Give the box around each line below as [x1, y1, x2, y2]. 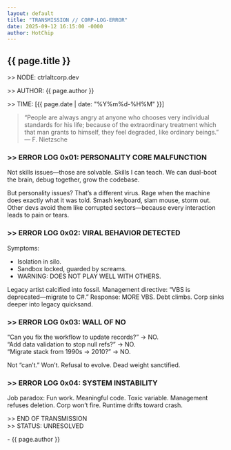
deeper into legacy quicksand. [7, 300, 93, 308]
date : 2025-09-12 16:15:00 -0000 [7, 23, 103, 30]
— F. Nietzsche [23, 135, 68, 144]
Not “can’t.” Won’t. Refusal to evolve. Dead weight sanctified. [7, 360, 181, 369]
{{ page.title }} [7, 55, 71, 66]
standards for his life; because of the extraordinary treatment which [23, 121, 217, 129]
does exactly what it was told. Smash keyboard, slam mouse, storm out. [7, 196, 212, 204]
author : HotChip [7, 29, 54, 37]
